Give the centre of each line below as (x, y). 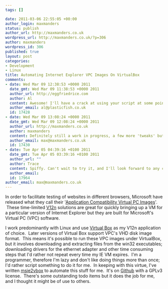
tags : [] (14, 10)
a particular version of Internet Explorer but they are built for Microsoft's (79, 213)
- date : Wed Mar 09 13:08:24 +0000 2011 (48, 117)
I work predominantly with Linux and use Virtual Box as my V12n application (83, 228)
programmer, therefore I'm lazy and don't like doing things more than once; (82, 260)
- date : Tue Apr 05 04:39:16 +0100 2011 (48, 150)
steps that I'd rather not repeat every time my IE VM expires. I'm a (73, 255)
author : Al (21, 99)
